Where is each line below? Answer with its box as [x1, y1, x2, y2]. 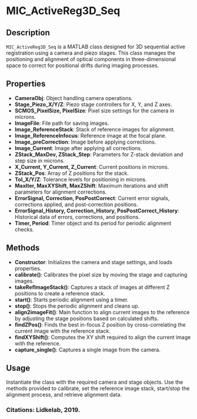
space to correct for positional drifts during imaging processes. [6, 62, 159, 69]
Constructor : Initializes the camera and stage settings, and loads [14, 258, 172, 265]
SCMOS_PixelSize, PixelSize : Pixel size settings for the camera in [14, 107, 175, 114]
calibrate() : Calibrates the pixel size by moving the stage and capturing [14, 271, 188, 278]
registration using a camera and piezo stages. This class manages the [6, 49, 175, 56]
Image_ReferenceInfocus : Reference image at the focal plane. [14, 132, 166, 139]
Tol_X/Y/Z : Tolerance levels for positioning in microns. [14, 175, 147, 183]
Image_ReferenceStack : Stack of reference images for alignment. [14, 125, 175, 133]
